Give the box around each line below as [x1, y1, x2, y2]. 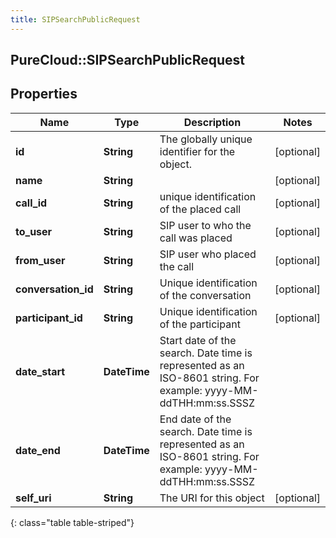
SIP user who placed [159, 247, 257, 261]
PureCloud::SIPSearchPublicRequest [10, 52, 246, 69]
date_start [15, 364, 66, 378]
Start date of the [159, 333, 237, 347]
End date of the [159, 412, 232, 426]
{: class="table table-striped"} [10, 516, 135, 528]
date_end [15, 443, 61, 457]
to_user [15, 224, 53, 238]
